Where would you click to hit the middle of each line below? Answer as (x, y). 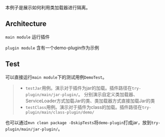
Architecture (26, 24)
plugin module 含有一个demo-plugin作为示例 (52, 48)
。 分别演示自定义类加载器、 (108, 94)
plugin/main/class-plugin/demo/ (60, 112)
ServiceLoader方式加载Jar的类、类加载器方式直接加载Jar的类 (90, 101)
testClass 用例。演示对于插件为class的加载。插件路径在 (84, 107)
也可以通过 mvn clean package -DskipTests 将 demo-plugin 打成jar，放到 (78, 122)
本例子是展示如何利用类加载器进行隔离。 (48, 7)
